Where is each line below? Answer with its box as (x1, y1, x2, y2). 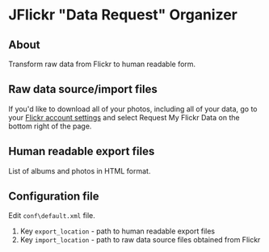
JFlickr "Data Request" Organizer (8, 6, 238, 24)
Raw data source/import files (8, 82, 158, 96)
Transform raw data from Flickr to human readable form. (8, 59, 196, 69)
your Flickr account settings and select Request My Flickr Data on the (8, 112, 240, 122)
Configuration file (8, 190, 99, 204)
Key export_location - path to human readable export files (19, 226, 216, 236)
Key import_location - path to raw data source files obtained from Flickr (19, 235, 261, 245)
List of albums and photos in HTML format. (8, 166, 151, 175)
